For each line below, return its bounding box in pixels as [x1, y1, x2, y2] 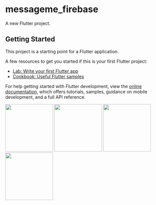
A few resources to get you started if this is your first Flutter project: [5, 58, 147, 64]
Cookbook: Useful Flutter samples [12, 73, 84, 79]
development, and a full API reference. [5, 94, 86, 100]
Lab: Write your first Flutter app [12, 68, 79, 74]
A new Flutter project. [5, 20, 51, 26]
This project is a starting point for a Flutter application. [5, 48, 119, 54]
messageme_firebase [5, 4, 99, 15]
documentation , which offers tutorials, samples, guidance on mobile [5, 89, 147, 95]
